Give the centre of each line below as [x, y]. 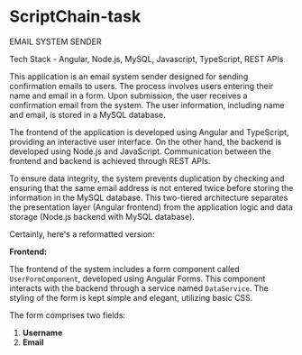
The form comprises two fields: [68, 315]
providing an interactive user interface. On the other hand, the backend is [146, 141]
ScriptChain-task [75, 17]
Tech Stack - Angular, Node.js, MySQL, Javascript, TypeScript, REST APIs [146, 59]
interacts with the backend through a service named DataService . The [139, 288]
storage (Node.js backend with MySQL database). [102, 216]
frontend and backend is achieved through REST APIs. [110, 160]
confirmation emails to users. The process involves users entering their [142, 86]
